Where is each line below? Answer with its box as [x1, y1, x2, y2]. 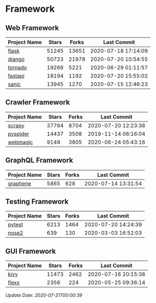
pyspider [8, 130, 29, 137]
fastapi [8, 72, 25, 79]
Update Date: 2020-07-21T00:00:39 [5, 292, 82, 298]
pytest [8, 221, 23, 228]
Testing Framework [5, 197, 69, 206]
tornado [8, 64, 27, 71]
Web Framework [5, 24, 59, 32]
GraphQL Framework [5, 156, 73, 165]
